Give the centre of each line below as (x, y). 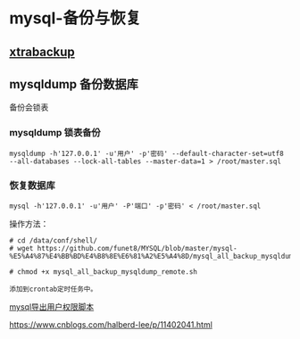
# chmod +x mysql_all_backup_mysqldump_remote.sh (104, 272)
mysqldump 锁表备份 (55, 133)
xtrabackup (42, 51)
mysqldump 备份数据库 (74, 84)
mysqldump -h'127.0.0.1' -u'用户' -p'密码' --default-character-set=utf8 (146, 153)
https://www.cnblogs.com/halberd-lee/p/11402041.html (111, 324)
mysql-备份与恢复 (75, 18)
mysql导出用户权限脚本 (52, 306)
